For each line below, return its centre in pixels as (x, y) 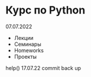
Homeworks (29, 50)
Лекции (24, 38)
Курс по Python (45, 10)
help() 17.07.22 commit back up (43, 68)
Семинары (28, 44)
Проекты (25, 56)
